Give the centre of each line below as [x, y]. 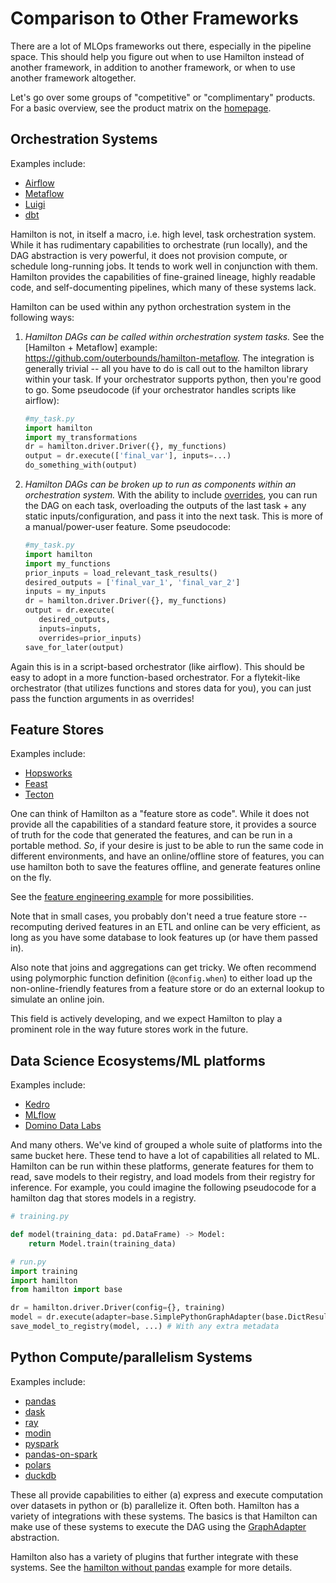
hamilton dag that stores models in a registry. [103, 1198]
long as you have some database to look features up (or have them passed [164, 938]
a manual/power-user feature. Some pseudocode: [128, 526]
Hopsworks [48, 773]
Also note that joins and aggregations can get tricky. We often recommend [163, 968]
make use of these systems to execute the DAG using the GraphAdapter [158, 1526]
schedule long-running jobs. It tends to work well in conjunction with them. [164, 266]
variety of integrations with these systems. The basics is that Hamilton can [164, 1516]
